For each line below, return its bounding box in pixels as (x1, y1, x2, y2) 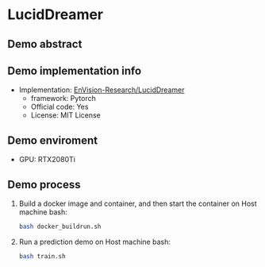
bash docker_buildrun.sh (18, 222, 102, 231)
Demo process (7, 177, 81, 192)
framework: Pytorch (30, 94, 96, 103)
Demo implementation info (7, 64, 142, 77)
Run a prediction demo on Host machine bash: (18, 237, 171, 246)
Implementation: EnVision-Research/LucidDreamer (18, 85, 185, 95)
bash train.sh (18, 252, 66, 260)
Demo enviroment (7, 133, 98, 147)
